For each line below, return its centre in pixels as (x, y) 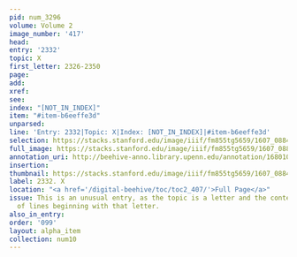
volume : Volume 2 (41, 26)
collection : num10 (43, 239)
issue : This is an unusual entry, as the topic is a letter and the (138, 198)
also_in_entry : (37, 214)
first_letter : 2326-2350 (55, 67)
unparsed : (27, 125)
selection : (29, 140)
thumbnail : (29, 173)
